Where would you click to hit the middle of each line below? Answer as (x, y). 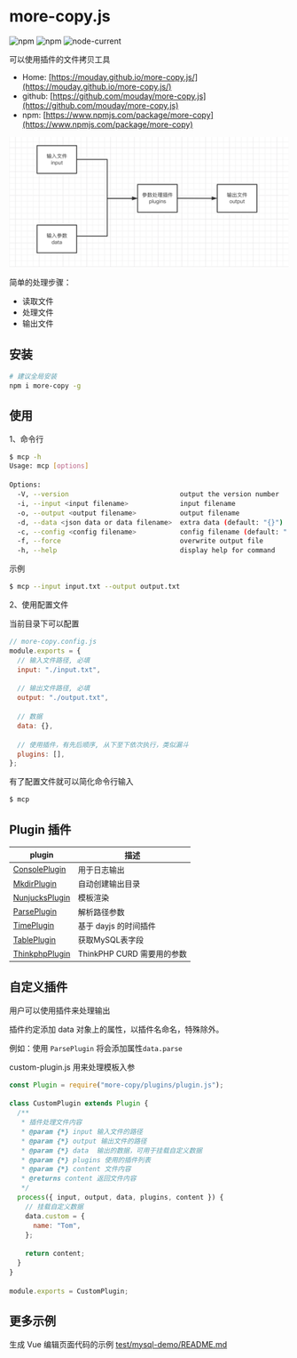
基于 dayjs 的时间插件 (117, 926)
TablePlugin (34, 939)
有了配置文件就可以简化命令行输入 (71, 782)
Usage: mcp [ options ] (49, 466)
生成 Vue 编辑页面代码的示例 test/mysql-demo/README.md (118, 1344)
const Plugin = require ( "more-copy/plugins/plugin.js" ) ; (117, 1085)
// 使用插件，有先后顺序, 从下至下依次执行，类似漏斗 (103, 744)
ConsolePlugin (39, 870)
